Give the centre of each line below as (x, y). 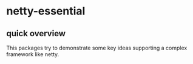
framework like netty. (33, 54)
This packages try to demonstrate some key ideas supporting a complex (97, 48)
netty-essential (46, 11)
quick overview (36, 34)
